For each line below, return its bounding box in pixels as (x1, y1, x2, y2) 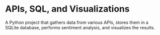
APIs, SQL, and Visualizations (5, 3, 130, 15)
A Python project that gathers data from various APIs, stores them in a (5, 19, 149, 25)
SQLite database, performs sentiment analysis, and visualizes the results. (5, 24, 156, 30)
